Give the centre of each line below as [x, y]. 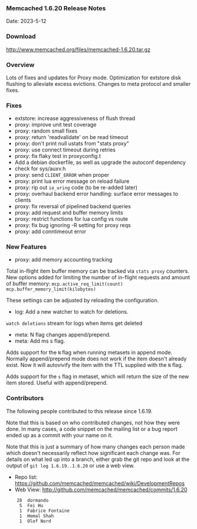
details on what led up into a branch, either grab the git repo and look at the [98, 459]
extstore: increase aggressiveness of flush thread [75, 118]
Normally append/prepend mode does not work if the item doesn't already [96, 359]
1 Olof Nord [35, 521]
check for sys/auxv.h [40, 169]
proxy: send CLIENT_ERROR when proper [62, 175]
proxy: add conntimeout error [50, 231]
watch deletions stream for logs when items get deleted [74, 323]
